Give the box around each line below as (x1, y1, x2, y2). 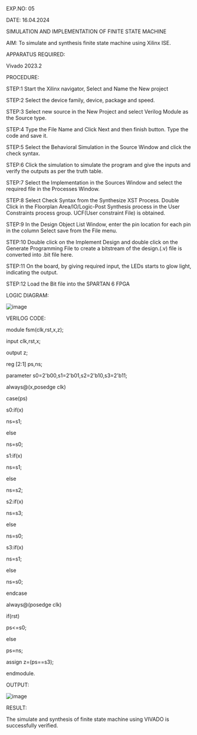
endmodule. (6, 670, 35, 676)
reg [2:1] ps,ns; (6, 361, 43, 367)
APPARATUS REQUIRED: (6, 51, 65, 58)
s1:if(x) (6, 452, 22, 459)
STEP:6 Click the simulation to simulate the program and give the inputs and (6, 161, 191, 168)
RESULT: (6, 704, 27, 711)
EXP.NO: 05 (6, 5, 35, 12)
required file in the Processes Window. (6, 186, 100, 192)
